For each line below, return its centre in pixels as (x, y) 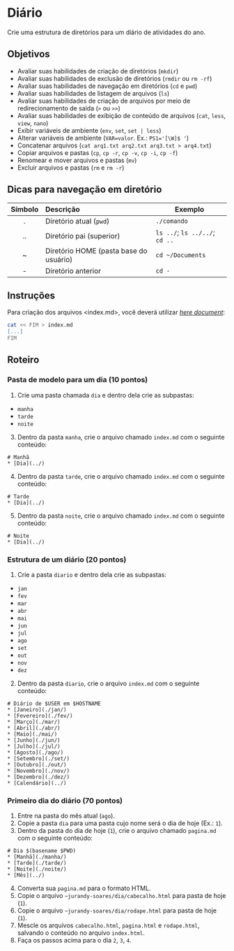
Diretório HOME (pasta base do (96, 251)
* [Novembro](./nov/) (39, 771)
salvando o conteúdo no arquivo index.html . (81, 933)
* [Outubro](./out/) (37, 764)
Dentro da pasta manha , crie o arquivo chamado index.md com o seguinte (121, 437)
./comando (172, 221)
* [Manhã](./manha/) (37, 857)
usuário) (59, 259)
